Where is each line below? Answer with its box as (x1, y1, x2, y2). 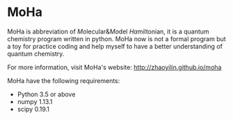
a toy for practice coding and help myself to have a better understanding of (7, 42, 223, 50)
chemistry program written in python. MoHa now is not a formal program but (7, 34, 226, 43)
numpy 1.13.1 (17, 97, 53, 105)
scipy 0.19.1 (17, 105, 50, 113)
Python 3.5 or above (17, 90, 76, 98)
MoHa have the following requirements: (7, 76, 120, 84)
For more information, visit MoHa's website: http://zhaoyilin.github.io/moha (7, 63, 222, 71)
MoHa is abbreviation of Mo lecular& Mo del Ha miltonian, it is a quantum (7, 27, 210, 36)
